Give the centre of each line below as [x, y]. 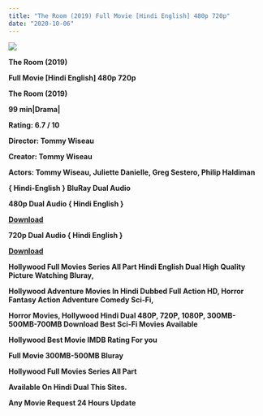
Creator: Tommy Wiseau [50, 156]
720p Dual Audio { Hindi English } [66, 235]
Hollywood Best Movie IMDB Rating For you [83, 340]
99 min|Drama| [34, 109]
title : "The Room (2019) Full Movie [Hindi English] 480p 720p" [119, 16]
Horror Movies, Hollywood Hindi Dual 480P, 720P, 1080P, [107, 315]
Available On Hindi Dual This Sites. [68, 387]
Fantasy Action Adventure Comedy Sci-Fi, [81, 299]
